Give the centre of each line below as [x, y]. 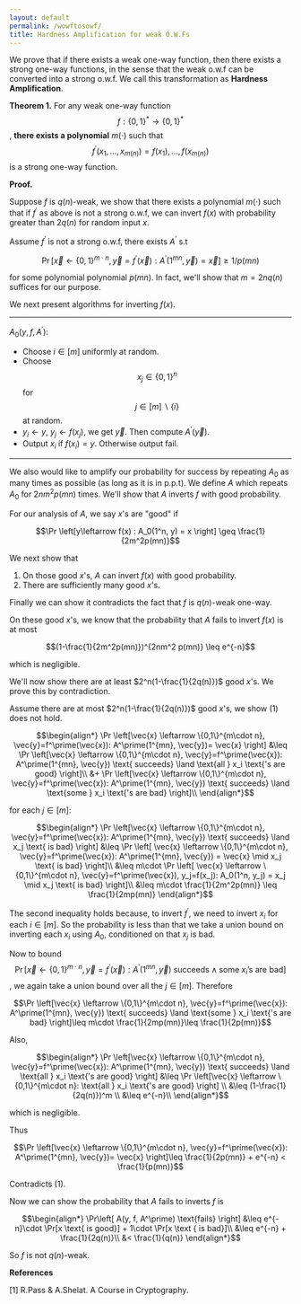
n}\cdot [29, 1228]
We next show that [44, 558]
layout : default [39, 18]
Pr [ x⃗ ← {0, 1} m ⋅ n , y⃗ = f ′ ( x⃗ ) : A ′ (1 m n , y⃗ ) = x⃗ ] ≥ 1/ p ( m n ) [150, 260]
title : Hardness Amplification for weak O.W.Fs [100, 34]
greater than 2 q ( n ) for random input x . [79, 223]
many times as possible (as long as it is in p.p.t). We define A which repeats [149, 483]
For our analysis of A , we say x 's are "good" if [94, 514]
